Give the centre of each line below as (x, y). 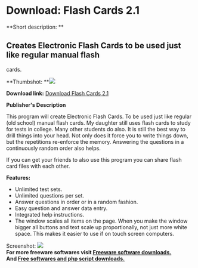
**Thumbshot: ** (28, 82)
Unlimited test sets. (38, 189)
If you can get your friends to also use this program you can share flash (94, 159)
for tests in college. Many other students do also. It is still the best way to (96, 129)
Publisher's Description (36, 104)
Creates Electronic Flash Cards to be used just (94, 46)
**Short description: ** (35, 27)
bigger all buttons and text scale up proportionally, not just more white (101, 227)
